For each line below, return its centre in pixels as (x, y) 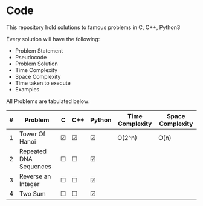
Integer (29, 184)
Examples (27, 89)
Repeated (33, 151)
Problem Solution (37, 64)
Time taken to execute (43, 83)
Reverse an (35, 176)
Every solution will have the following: (53, 39)
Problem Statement (39, 51)
